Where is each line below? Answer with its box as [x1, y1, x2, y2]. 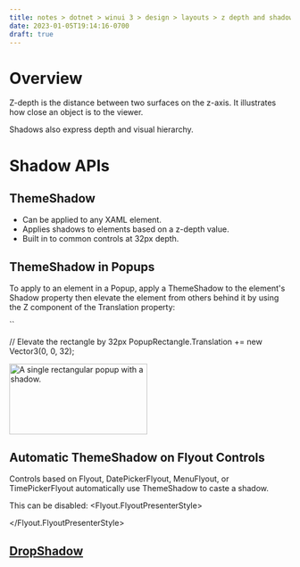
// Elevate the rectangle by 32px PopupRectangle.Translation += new [9, 336, 263, 348]
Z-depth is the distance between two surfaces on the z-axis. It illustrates [9, 97, 277, 108]
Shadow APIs [9, 155, 110, 176]
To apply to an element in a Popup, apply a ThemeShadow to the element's [9, 283, 286, 294]
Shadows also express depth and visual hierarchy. [9, 124, 194, 135]
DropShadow [9, 543, 84, 558]
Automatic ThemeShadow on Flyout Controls [9, 449, 265, 464]
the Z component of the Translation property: [9, 302, 176, 313]
